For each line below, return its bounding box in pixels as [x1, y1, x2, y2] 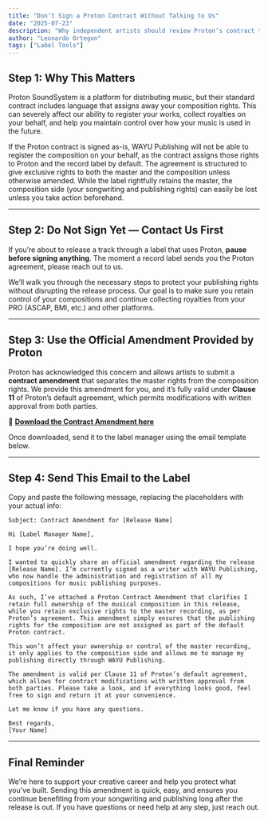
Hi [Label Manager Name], [8, 530, 94, 538]
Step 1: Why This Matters [8, 71, 136, 85]
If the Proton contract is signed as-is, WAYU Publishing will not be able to [8, 142, 249, 151]
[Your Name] [8, 726, 48, 734]
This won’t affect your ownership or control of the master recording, [8, 642, 251, 650]
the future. [8, 126, 43, 136]
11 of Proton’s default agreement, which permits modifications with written [8, 393, 252, 402]
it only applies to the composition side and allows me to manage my [8, 650, 245, 658]
